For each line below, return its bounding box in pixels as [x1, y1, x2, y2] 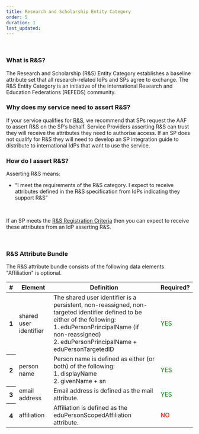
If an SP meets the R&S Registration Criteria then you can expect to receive [6, 217, 190, 224]
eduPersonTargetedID [53, 345, 114, 353]
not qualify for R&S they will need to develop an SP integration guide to [6, 136, 179, 143]
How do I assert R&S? [6, 156, 69, 165]
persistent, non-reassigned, [53, 301, 131, 309]
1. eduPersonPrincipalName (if [53, 323, 139, 332]
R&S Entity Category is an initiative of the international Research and [6, 82, 173, 89]
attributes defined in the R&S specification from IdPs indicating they [14, 188, 181, 195]
